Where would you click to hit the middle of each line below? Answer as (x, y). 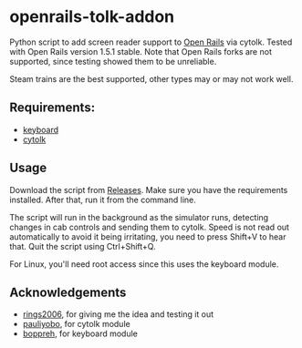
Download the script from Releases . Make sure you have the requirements (149, 189)
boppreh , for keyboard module (80, 333)
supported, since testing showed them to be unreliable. (113, 61)
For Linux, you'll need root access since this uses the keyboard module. (144, 264)
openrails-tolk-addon (92, 17)
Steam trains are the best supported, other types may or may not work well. (151, 78)
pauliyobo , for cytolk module (76, 324)
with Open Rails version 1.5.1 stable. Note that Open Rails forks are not (141, 51)
